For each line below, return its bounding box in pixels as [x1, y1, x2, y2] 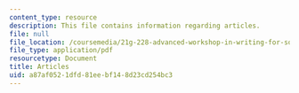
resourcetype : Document [9, 54, 98, 63]
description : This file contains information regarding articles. [9, 21, 261, 30]
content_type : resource [9, 12, 98, 22]
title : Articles [9, 63, 69, 72]
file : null [9, 29, 50, 38]
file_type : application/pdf [9, 46, 114, 55]
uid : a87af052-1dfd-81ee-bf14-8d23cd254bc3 [9, 71, 174, 80]
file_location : [9, 37, 66, 47]
